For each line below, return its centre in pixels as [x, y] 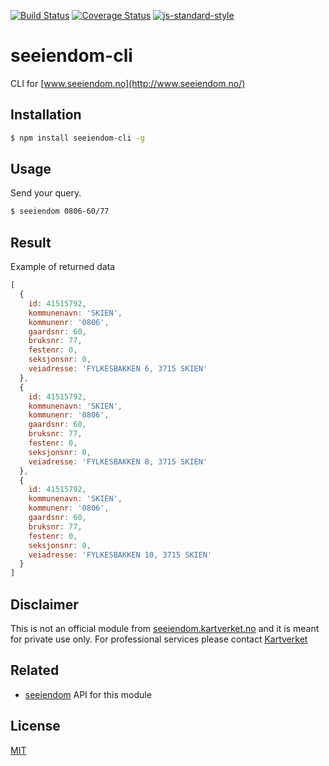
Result [31, 242]
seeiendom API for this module [88, 694]
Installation [46, 115]
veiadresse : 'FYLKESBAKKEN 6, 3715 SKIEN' [118, 369]
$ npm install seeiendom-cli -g [77, 138]
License [35, 726]
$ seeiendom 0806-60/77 [60, 211]
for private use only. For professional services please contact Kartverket [159, 639]
